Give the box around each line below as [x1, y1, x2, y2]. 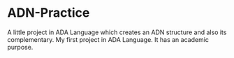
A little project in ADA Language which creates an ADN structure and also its [7, 28, 227, 36]
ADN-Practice [7, 5, 90, 21]
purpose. [7, 43, 34, 51]
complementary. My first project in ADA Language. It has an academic [7, 35, 210, 43]
